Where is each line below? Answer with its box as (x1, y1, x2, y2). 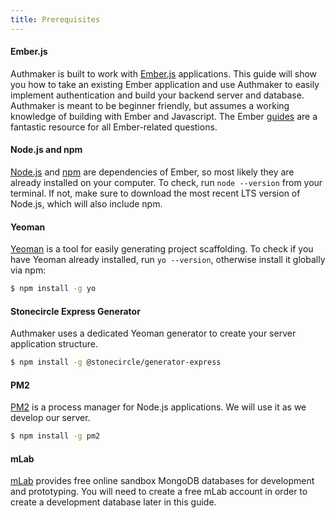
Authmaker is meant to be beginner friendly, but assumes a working (10, 99, 290, 111)
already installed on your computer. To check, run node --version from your (10, 177, 323, 189)
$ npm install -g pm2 (10, 431, 101, 441)
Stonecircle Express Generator (10, 305, 141, 317)
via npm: (10, 264, 47, 276)
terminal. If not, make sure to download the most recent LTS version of (10, 187, 301, 200)
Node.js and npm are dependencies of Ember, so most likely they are (10, 166, 295, 178)
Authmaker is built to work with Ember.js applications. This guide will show (10, 67, 318, 80)
